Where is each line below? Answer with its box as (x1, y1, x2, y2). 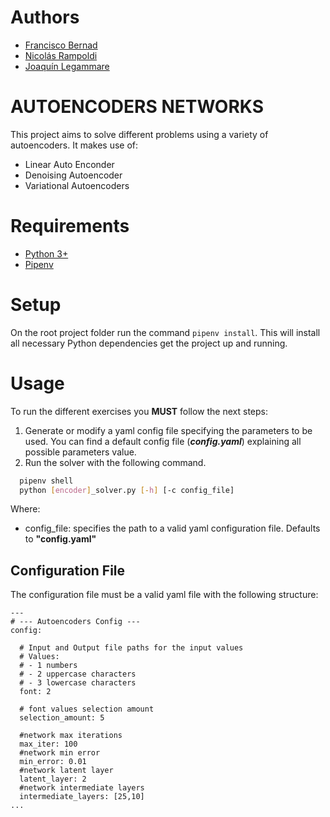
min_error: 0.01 (19, 757, 87, 767)
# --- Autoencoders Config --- (10, 617, 141, 627)
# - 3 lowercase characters (19, 678, 137, 688)
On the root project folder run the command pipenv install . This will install (10, 326, 321, 338)
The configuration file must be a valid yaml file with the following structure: (10, 589, 319, 601)
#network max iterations (19, 731, 123, 741)
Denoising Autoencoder (24, 169, 123, 181)
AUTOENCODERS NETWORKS (10, 96, 265, 118)
